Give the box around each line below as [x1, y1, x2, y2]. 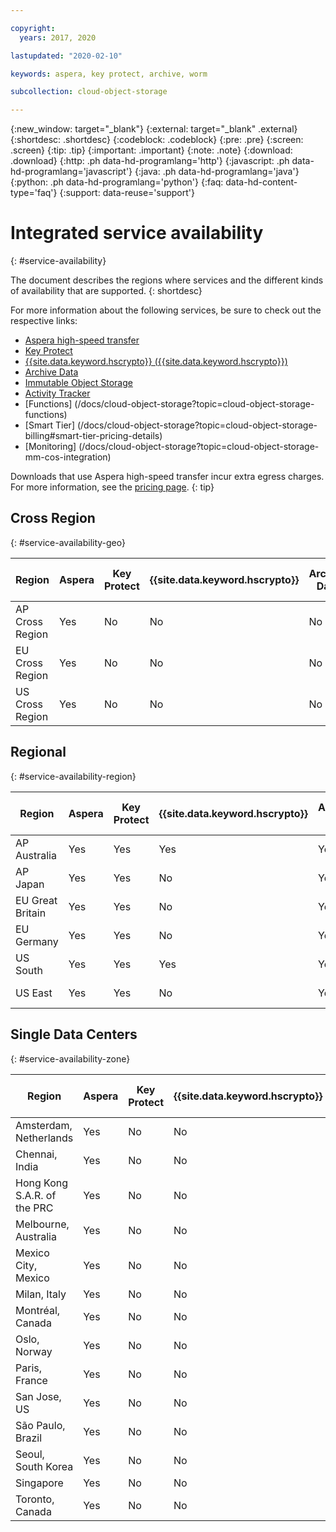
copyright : [10, 23, 56, 33]
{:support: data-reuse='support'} [59, 187, 195, 199]
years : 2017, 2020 [19, 32, 97, 43]
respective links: [10, 315, 78, 327]
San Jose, [15, 1389, 62, 1403]
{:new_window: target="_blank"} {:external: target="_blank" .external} [10, 123, 298, 135]
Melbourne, [15, 1217, 70, 1231]
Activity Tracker [24, 387, 91, 400]
